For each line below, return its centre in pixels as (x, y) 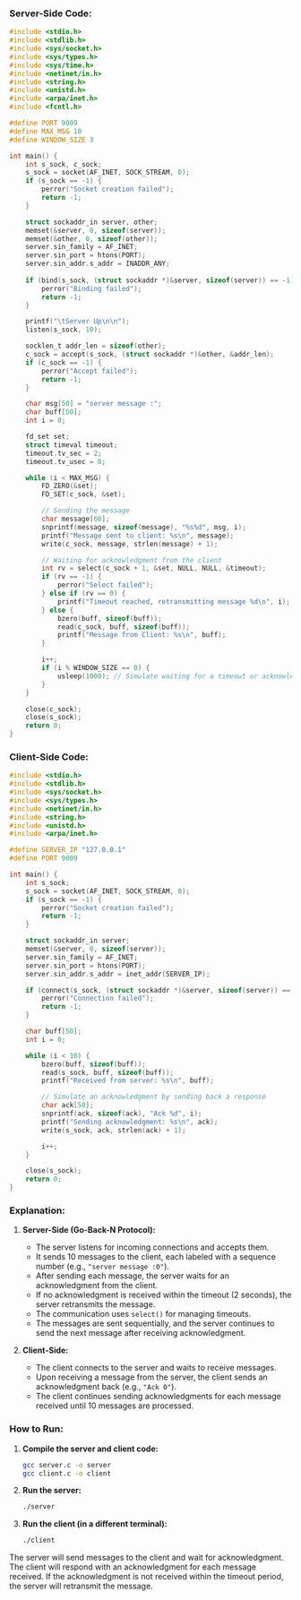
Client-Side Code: (49, 757)
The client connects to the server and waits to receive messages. (156, 1368)
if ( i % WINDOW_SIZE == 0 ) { (96, 668)
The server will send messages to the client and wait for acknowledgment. (146, 1558)
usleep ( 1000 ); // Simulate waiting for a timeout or (157, 676)
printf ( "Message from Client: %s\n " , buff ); (142, 635)
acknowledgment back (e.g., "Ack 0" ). (106, 1387)
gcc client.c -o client (67, 1473)
